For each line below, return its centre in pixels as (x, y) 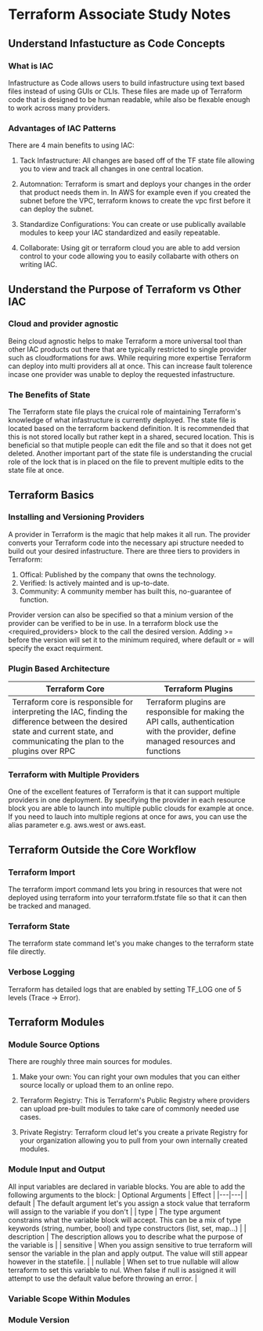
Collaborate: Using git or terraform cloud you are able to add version (130, 248)
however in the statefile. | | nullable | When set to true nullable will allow (124, 1261)
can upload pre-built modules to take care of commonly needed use (130, 1109)
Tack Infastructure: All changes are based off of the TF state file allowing (137, 161)
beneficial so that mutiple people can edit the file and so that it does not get (130, 445)
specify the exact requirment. (56, 648)
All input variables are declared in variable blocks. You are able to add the (126, 1187)
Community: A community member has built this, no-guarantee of (126, 591)
